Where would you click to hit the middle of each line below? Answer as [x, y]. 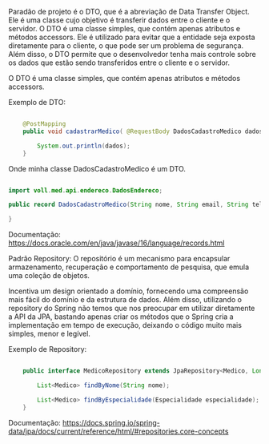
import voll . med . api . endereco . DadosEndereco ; [85, 190]
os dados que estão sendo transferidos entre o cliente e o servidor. [119, 63]
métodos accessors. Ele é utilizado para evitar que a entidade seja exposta [132, 37]
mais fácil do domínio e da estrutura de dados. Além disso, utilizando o [125, 300]
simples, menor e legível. [49, 334]
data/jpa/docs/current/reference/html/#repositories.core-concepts [118, 431]
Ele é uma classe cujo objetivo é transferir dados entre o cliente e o [119, 20]
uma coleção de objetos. [49, 276]
